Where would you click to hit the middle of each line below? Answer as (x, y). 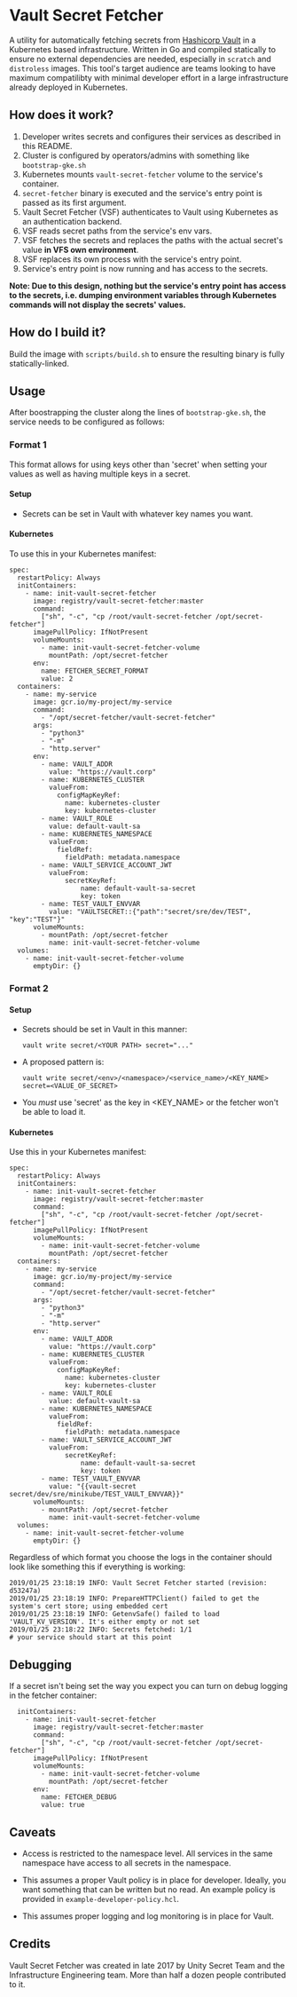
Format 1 (28, 445)
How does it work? (62, 115)
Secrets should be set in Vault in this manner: (105, 1030)
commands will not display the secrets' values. (98, 304)
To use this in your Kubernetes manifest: (83, 554)
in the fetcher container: (53, 1695)
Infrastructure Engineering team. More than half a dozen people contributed (148, 1975)
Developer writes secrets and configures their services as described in (151, 136)
